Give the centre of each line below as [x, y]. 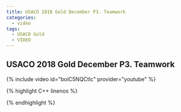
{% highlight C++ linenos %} [42, 91]
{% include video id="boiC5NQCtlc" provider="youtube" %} [81, 79]
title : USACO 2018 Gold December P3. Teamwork [66, 12]
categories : [21, 18]
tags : [13, 29]
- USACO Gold [28, 35]
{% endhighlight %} [31, 102]
